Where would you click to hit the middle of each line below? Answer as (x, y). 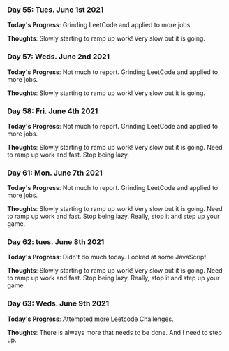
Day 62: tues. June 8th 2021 (56, 242)
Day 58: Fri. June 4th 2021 (53, 111)
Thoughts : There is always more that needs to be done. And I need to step (114, 332)
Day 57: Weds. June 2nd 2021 (59, 57)
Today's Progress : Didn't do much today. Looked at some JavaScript (107, 257)
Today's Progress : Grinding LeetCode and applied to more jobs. (99, 25)
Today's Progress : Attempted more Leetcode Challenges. (90, 319)
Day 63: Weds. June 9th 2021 (58, 303)
